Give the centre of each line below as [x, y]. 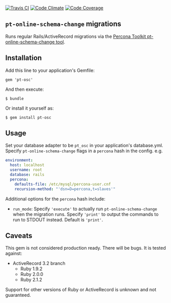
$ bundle [15, 98]
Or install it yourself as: [29, 108]
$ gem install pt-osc [28, 117]
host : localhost [27, 165]
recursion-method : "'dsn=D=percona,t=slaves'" [65, 189]
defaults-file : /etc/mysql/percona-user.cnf [63, 184]
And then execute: [25, 89]
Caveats [19, 236]
